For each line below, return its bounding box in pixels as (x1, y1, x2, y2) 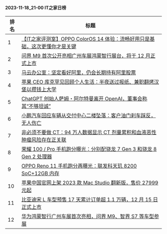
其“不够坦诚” (21, 103, 51, 110)
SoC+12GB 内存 (21, 170, 60, 177)
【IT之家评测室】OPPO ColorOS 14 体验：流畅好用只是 (21, 35, 150, 42)
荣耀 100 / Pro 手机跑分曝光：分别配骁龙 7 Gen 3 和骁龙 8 (21, 146, 157, 153)
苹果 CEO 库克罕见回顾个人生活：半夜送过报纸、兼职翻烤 (21, 79, 154, 86)
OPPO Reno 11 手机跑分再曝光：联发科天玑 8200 (21, 162, 137, 169)
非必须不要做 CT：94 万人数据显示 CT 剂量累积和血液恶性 (21, 129, 157, 136)
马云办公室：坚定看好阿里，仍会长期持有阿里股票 (21, 69, 136, 76)
